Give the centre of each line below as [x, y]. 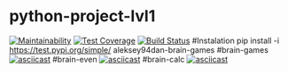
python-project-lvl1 [82, 16]
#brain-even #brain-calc [118, 59]
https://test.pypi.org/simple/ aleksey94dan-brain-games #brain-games [139, 49]
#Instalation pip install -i [236, 40]
